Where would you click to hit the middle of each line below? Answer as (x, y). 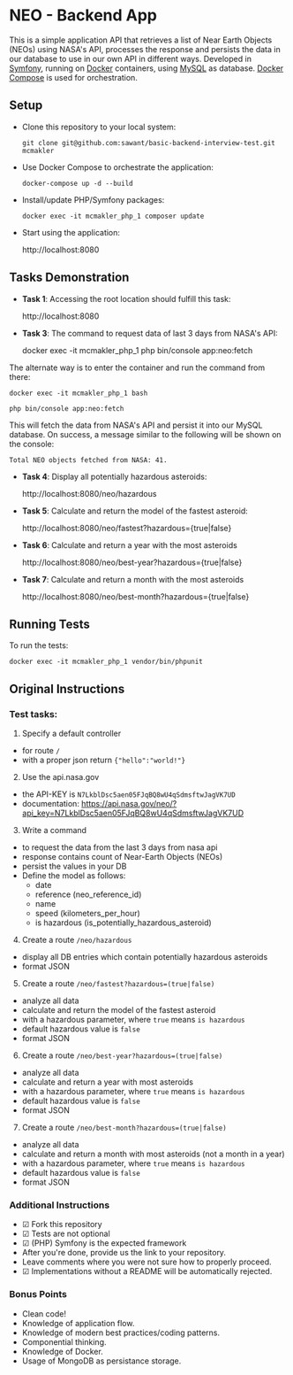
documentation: (50, 804)
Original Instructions (67, 688)
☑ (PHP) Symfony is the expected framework (104, 1243)
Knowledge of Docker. (62, 1351)
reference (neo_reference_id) (88, 894)
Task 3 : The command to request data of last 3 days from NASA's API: (150, 333)
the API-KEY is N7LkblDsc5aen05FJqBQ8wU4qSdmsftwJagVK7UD (128, 794)
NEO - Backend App (83, 15)
